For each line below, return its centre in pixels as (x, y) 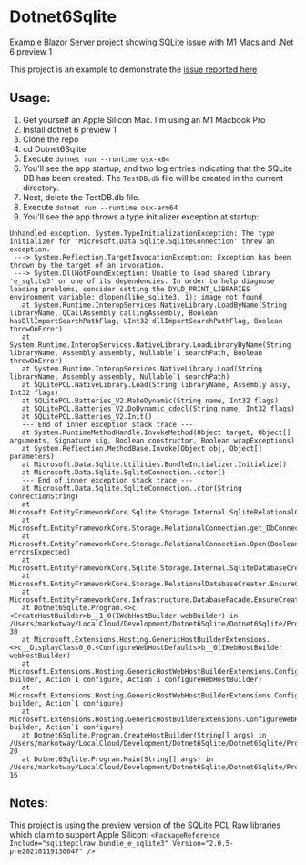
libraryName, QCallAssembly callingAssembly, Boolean (114, 313)
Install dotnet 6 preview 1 (69, 129)
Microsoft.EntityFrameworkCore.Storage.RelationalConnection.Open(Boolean (154, 544)
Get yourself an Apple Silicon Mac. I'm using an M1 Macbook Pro (144, 119)
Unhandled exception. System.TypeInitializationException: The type (142, 233)
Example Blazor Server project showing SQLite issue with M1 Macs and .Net (152, 42)
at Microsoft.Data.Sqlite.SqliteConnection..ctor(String (132, 488)
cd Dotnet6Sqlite (54, 148)
